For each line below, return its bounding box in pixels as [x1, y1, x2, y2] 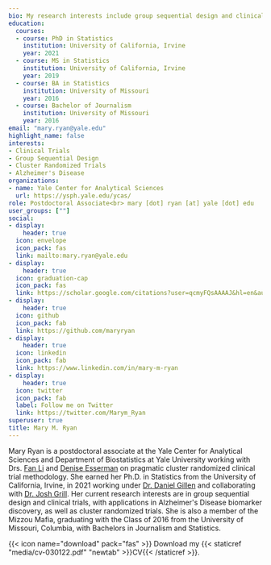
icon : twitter [15, 386, 63, 395]
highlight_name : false [8, 131, 85, 139]
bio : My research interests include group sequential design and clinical [8, 11, 265, 20]
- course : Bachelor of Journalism [15, 102, 131, 110]
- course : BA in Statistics [15, 79, 110, 87]
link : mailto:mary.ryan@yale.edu [15, 251, 128, 260]
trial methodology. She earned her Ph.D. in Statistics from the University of [8, 472, 256, 481]
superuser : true [8, 417, 63, 425]
